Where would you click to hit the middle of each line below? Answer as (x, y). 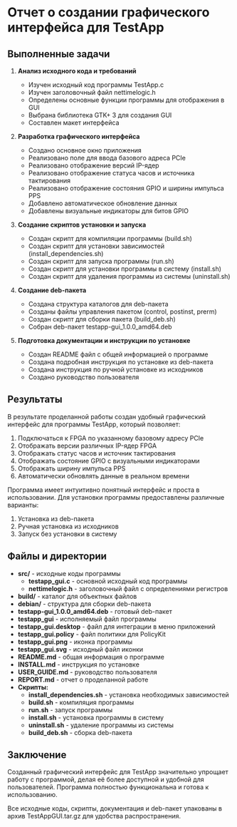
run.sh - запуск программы (70, 709)
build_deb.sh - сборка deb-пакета (80, 732)
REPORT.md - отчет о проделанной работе (83, 679)
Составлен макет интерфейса (74, 123)
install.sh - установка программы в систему (96, 717)
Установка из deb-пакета (56, 518)
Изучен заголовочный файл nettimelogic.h (92, 92)
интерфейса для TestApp (86, 27)
